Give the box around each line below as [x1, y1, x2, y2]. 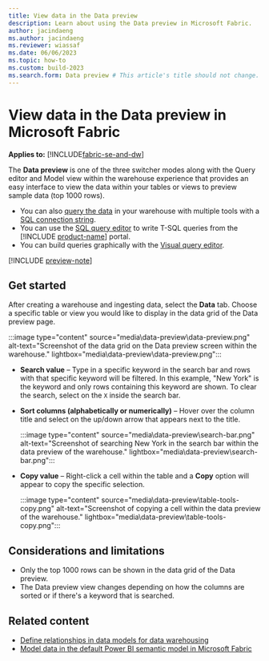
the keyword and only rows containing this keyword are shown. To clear [19, 382, 258, 392]
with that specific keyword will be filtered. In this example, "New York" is [19, 373, 259, 383]
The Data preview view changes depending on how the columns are [19, 582, 245, 592]
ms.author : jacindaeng [8, 34, 84, 42]
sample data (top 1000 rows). [8, 190, 106, 200]
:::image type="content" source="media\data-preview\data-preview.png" [8, 333, 251, 342]
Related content [8, 614, 90, 627]
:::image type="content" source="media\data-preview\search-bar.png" [19, 430, 255, 440]
